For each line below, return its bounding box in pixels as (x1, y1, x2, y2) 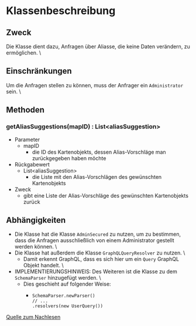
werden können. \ (14, 243, 57, 250)
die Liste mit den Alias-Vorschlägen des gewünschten (32, 173, 162, 180)
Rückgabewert (14, 161, 50, 168)
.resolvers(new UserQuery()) (32, 303, 104, 309)
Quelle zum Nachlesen (6, 314, 61, 321)
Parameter (14, 136, 40, 143)
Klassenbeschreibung (6, 4, 116, 18)
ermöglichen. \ (6, 49, 42, 56)
